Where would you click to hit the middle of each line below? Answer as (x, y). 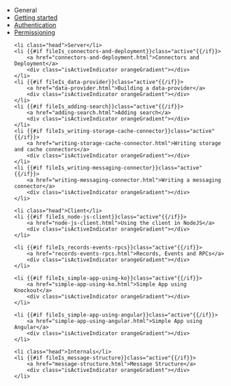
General (25, 10)
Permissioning (35, 32)
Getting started (36, 18)
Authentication (35, 25)
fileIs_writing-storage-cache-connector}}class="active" (130, 131)
